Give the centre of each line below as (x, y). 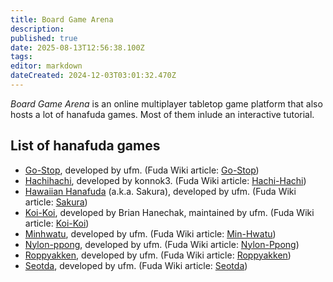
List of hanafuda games (85, 146)
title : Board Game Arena (62, 19)
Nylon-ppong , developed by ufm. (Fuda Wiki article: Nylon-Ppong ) (162, 244)
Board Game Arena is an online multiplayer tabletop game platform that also (166, 103)
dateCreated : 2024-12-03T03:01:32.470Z (93, 76)
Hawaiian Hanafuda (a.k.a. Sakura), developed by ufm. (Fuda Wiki (160, 191)
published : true (44, 38)
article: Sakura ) (56, 202)
